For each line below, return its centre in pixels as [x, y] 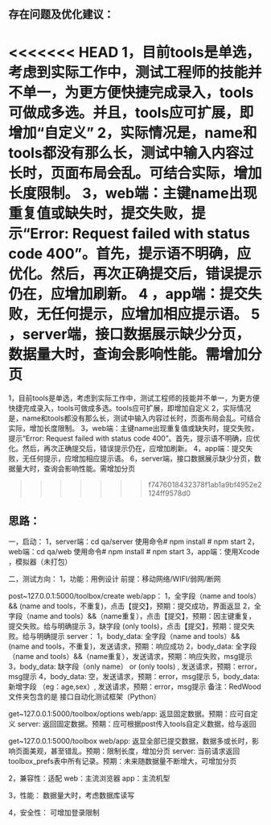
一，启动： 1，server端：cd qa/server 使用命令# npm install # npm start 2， [134, 541]
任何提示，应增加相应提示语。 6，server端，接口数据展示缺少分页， [142, 458]
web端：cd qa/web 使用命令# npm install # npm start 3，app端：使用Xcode [134, 552]
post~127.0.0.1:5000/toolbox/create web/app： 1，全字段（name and [122, 596]
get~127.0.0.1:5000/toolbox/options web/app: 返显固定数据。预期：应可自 [130, 714]
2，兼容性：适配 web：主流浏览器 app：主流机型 [89, 778]
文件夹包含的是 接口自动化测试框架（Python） [84, 697]
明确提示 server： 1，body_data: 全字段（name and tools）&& [138, 636]
